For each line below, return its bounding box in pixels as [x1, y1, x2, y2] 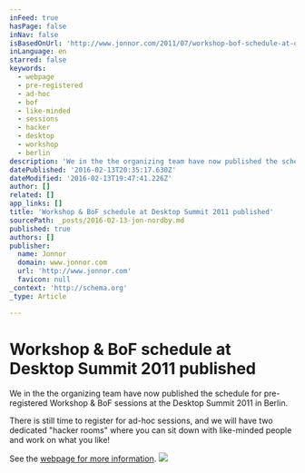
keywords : [9, 64, 47, 74]
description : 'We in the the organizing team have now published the [9, 156, 279, 166]
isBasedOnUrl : [9, 38, 64, 48]
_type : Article [9, 291, 67, 301]
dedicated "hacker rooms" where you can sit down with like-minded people [9, 425, 292, 436]
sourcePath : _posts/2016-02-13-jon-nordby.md [9, 215, 184, 225]
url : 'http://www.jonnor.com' [17, 267, 132, 276]
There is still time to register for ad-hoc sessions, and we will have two [9, 415, 274, 427]
